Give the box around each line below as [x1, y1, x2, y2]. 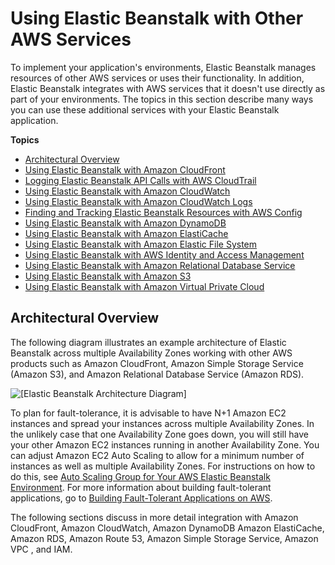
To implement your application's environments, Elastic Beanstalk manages [10, 61, 317, 73]
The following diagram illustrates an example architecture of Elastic [10, 336, 287, 348]
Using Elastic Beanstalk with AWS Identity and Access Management [24, 248, 305, 261]
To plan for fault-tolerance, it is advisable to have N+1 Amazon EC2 [10, 407, 287, 419]
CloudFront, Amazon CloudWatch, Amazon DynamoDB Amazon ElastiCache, [10, 522, 325, 534]
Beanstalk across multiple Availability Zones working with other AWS [10, 347, 293, 359]
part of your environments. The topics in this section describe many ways [10, 93, 314, 105]
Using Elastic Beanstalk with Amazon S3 [24, 270, 192, 282]
